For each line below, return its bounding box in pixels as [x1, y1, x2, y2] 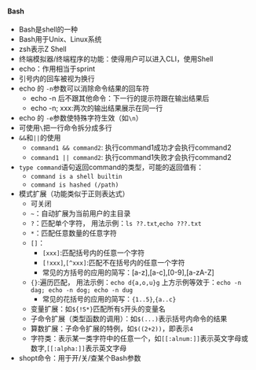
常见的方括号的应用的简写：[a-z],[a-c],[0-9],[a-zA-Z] [42, 268, 215, 277]
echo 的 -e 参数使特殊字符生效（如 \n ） [18, 113, 143, 123]
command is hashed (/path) [30, 181, 119, 189]
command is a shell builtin [30, 173, 123, 181]
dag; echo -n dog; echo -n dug [30, 287, 133, 294]
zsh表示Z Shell [18, 44, 68, 54]
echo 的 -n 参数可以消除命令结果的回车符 [18, 83, 150, 94]
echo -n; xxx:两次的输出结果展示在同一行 [30, 103, 163, 113]
